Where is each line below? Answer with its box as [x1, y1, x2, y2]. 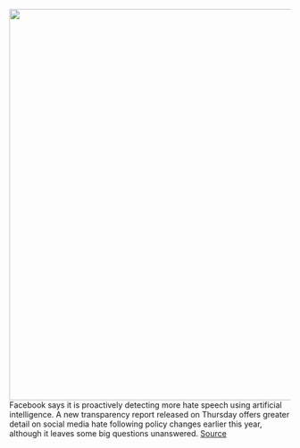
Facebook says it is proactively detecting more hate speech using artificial [9, 400, 283, 410]
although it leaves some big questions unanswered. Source [9, 428, 228, 438]
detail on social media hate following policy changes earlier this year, [9, 418, 262, 429]
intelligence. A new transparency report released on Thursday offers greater [9, 410, 290, 419]
